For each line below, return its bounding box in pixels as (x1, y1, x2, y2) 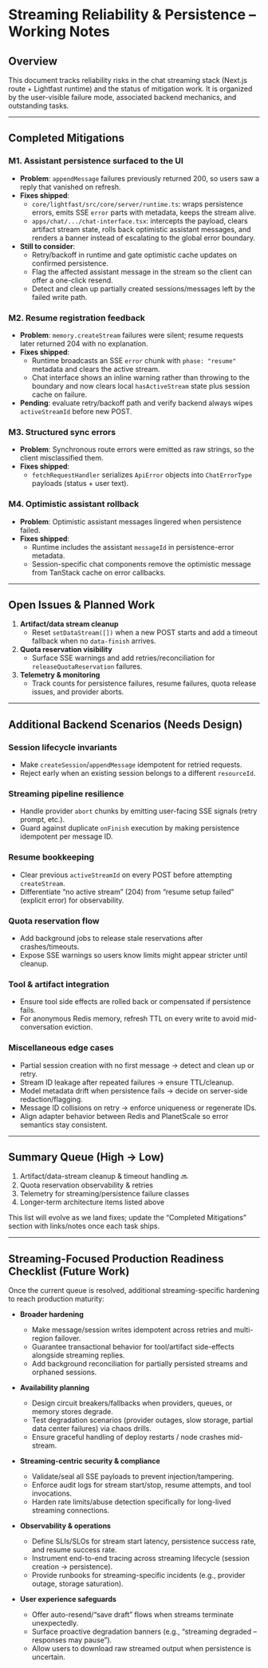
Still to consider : (19, 241, 76, 251)
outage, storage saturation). (31, 1579, 124, 1589)
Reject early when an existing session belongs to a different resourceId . (19, 769, 256, 778)
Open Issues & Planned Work (8, 598, 156, 611)
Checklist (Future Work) (8, 1264, 130, 1278)
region (31, 1334, 53, 1343)
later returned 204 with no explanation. (19, 338, 149, 348)
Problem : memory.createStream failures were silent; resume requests (19, 330, 244, 340)
